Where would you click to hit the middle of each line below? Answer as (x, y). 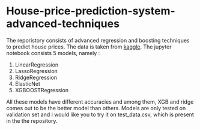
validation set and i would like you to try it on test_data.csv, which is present (100, 114)
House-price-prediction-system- (91, 11)
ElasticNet (28, 84)
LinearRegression (37, 65)
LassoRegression (36, 71)
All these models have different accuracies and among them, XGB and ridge (100, 102)
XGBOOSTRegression (42, 90)
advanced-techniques (63, 24)
